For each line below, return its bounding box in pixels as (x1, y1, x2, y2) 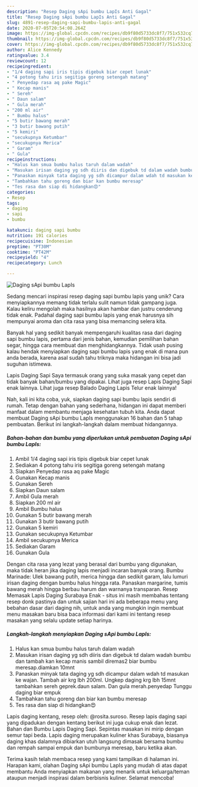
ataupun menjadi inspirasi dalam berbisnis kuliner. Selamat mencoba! (6, 774, 174, 781)
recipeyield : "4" (6, 254, 49, 261)
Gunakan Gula (15, 549, 50, 556)
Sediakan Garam (15, 543, 56, 550)
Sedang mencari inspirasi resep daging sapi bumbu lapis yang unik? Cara (6, 293, 184, 300)
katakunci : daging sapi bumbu (6, 227, 81, 233)
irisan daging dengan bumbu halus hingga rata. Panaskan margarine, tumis (6, 579, 188, 586)
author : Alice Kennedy (6, 47, 62, 53)
